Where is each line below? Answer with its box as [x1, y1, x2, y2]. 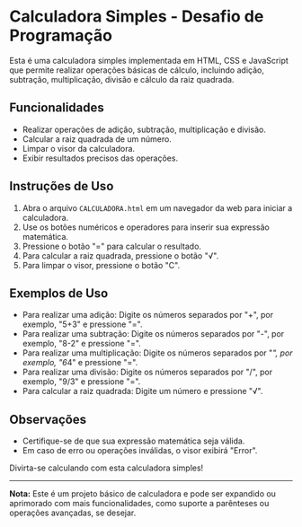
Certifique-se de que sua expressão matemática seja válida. [22, 435, 245, 446]
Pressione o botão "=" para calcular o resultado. [22, 241, 202, 251]
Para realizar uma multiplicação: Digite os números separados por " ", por [22, 347, 293, 358]
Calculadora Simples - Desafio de [9, 6, 264, 27]
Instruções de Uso [9, 179, 114, 194]
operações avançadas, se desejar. [9, 507, 137, 518]
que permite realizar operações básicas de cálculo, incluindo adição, [9, 65, 265, 75]
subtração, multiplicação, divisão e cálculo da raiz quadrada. [9, 74, 235, 84]
